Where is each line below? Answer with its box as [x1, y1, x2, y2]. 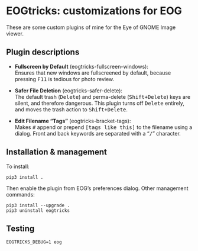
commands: [6, 191, 35, 198]
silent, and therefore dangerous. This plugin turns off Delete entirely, [14, 99, 185, 107]
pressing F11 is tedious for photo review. [14, 75, 115, 82]
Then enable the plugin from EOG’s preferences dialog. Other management [6, 185, 189, 192]
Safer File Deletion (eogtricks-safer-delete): [14, 87, 123, 94]
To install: [6, 163, 30, 170]
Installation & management [6, 147, 108, 157]
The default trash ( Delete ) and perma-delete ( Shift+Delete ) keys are [14, 93, 191, 100]
